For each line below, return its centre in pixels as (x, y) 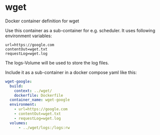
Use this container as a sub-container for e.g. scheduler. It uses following (80, 30)
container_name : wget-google (40, 100)
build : (16, 86)
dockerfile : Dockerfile (39, 95)
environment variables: (29, 36)
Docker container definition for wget (42, 21)
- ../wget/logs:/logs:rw (44, 128)
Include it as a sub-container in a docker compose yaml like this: (71, 72)
